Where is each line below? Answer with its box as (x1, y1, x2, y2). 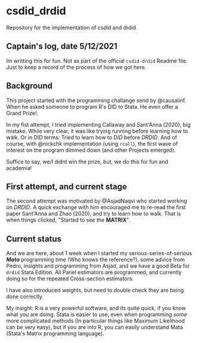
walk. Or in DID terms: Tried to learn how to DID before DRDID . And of (6, 133, 177, 141)
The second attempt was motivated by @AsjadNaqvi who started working (6, 197, 187, 204)
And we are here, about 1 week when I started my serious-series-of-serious (6, 250, 193, 257)
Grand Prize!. (6, 109, 39, 117)
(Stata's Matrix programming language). (6, 330, 104, 337)
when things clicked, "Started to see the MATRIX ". (6, 216, 130, 223)
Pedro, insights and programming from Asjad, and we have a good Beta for (6, 262, 190, 269)
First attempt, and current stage (6, 181, 127, 192)
